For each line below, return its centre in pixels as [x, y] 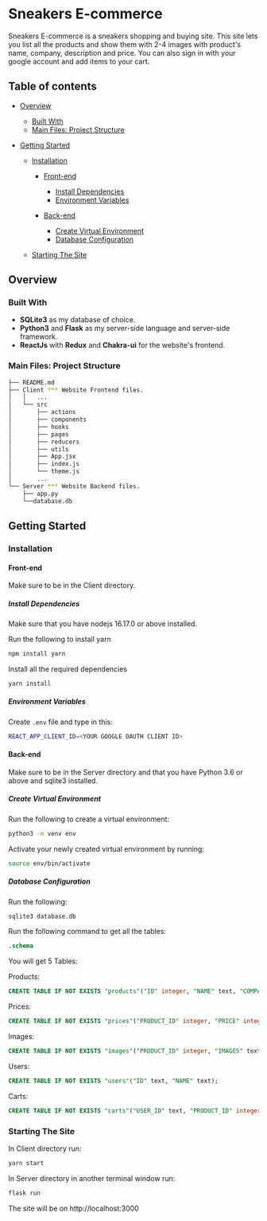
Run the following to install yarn [60, 640]
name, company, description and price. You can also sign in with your [122, 53]
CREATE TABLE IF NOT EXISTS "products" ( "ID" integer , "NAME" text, [122, 991]
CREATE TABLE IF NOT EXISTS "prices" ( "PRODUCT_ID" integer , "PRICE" [124, 1022]
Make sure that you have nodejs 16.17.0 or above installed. [103, 624]
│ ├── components [48, 419]
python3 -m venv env [43, 833]
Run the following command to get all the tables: [87, 932]
